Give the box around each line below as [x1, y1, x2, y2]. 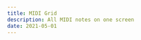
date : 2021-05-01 [7, 22, 57, 29]
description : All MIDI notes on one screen [7, 16, 135, 23]
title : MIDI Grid [7, 9, 57, 17]
